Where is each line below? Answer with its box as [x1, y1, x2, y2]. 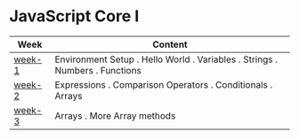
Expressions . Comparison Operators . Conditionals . [54, 78, 273, 90]
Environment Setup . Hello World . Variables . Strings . [54, 53, 279, 66]
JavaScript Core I [9, 6, 140, 27]
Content [152, 38, 189, 50]
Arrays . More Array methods [54, 109, 176, 121]
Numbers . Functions [54, 64, 142, 76]
